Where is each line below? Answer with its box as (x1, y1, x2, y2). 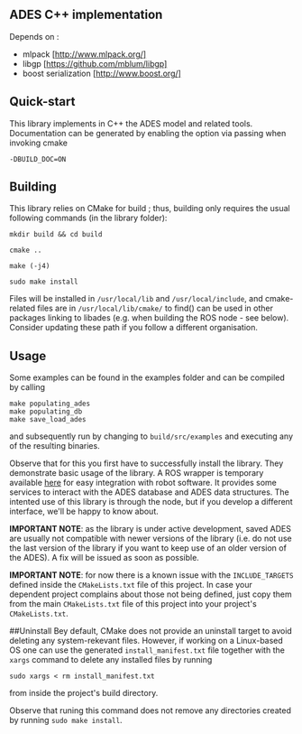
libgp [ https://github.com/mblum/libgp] (22, 58, 168, 69)
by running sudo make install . (9, 715, 124, 726)
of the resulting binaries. (9, 441, 101, 451)
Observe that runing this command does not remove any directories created (9, 705, 291, 716)
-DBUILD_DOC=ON (9, 154, 67, 163)
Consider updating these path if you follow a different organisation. (9, 322, 259, 333)
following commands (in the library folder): (9, 212, 168, 224)
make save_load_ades (9, 415, 87, 424)
